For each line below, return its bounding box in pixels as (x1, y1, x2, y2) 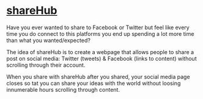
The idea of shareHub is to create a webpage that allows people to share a (6, 48, 194, 55)
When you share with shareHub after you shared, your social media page (6, 73, 191, 80)
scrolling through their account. (6, 61, 86, 69)
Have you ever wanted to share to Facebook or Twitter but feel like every (6, 24, 190, 31)
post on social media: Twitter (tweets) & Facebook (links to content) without (6, 55, 197, 62)
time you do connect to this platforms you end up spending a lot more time (6, 30, 194, 37)
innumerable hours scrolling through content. (6, 86, 120, 93)
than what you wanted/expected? (6, 36, 90, 44)
